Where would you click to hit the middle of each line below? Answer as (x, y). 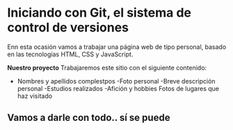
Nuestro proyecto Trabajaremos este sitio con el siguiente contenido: (107, 67)
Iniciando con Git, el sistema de (99, 13)
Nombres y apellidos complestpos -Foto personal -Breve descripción (116, 81)
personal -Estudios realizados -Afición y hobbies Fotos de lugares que (118, 88)
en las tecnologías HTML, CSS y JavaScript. (70, 54)
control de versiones (68, 27)
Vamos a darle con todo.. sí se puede (89, 118)
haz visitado (35, 96)
